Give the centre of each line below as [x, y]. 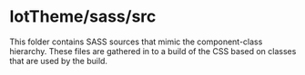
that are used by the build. [58, 61]
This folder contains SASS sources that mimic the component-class [136, 42]
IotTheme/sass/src [83, 17]
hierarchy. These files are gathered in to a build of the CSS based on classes [153, 51]
